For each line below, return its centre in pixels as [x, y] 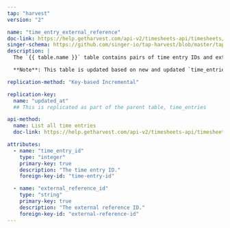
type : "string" [41, 195]
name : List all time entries [55, 126]
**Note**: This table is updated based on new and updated [99, 70]
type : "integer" [43, 157]
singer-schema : [29, 45]
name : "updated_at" [41, 101]
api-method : [24, 119]
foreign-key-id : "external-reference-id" [79, 214]
